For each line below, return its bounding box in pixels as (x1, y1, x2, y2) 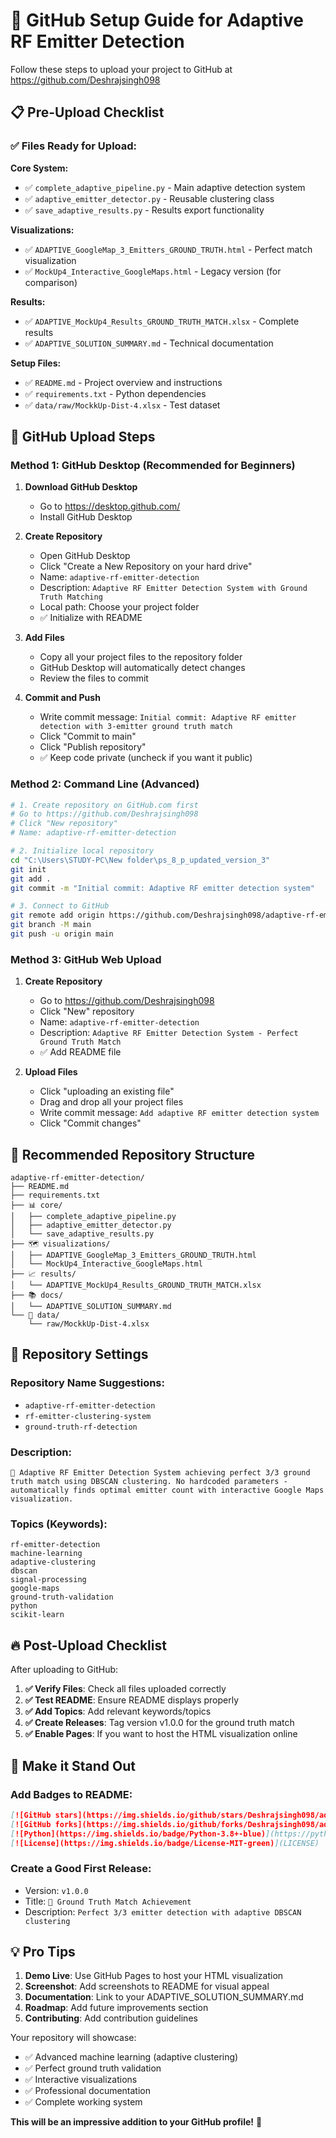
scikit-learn (10, 1610, 65, 1620)
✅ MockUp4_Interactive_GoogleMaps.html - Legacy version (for (24, 265, 282, 277)
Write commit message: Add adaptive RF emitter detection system (39, 1107, 320, 1119)
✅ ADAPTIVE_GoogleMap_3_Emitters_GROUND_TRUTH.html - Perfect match (24, 243, 313, 255)
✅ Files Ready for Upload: (10, 139, 138, 153)
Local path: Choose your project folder (39, 601, 200, 613)
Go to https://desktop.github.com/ (39, 500, 181, 513)
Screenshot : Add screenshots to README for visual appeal (24, 1980, 270, 1993)
